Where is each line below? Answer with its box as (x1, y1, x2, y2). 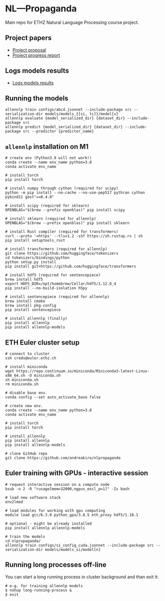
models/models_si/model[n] (45, 547, 101, 552)
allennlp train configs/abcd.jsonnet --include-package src (5, 107, 132, 112)
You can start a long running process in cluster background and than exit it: (5, 574, 159, 580)
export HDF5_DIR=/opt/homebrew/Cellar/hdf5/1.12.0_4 (5, 281, 116, 287)
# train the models (5, 534, 46, 539)
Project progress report (12, 52, 60, 58)
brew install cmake (5, 299, 46, 304)
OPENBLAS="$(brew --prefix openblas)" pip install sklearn (5, 221, 130, 226)
